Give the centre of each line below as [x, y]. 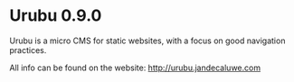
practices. [28, 50]
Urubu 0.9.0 [56, 16]
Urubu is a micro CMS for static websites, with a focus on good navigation [147, 41]
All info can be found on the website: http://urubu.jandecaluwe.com [135, 68]
